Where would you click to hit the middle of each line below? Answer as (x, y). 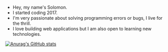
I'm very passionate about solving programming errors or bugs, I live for (88, 18)
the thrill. (22, 23)
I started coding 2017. (35, 13)
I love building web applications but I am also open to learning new (82, 29)
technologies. (27, 34)
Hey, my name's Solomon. (40, 7)
